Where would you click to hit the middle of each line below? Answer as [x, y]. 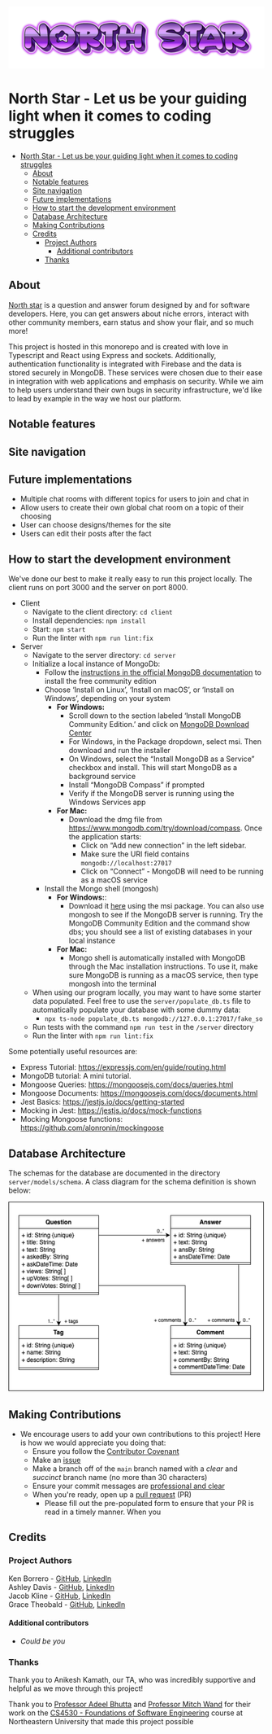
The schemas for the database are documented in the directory [114, 1173]
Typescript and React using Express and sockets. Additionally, [112, 355]
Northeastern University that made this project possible [101, 1722]
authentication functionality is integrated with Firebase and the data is [125, 364]
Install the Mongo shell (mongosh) [101, 889]
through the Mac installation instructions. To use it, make [163, 966]
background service [102, 777]
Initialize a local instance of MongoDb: [96, 664]
